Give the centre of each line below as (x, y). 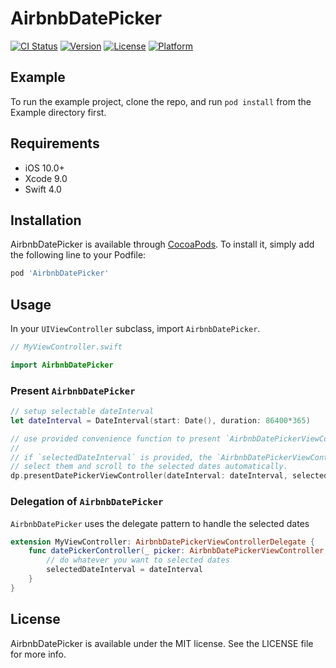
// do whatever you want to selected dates (138, 560)
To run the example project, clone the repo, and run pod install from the (161, 101)
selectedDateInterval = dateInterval (124, 570)
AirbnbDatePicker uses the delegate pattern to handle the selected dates (160, 523)
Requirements (55, 143)
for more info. (38, 654)
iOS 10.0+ (44, 168)
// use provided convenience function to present (116, 438)
